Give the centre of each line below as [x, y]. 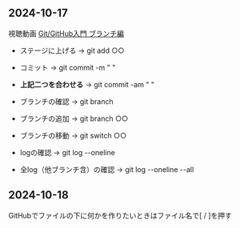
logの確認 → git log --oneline [68, 152]
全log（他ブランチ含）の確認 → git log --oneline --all [107, 169]
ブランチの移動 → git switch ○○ [73, 135]
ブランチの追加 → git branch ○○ [74, 118]
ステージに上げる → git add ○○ [72, 50]
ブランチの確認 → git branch [66, 101]
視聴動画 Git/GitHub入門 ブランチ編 [66, 33]
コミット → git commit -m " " [68, 67]
